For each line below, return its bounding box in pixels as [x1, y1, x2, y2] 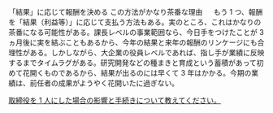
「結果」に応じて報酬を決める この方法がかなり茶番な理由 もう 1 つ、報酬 [8, 7, 263, 16]
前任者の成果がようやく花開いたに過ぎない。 [29, 78, 180, 88]
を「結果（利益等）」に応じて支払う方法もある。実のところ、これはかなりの [8, 17, 262, 27]
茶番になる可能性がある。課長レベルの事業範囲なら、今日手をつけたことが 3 [8, 28, 264, 37]
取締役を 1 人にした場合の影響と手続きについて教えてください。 [8, 96, 222, 105]
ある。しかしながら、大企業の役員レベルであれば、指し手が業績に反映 [29, 48, 265, 57]
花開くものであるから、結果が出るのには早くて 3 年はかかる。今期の [22, 68, 252, 77]
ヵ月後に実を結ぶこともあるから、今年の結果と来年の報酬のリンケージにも [8, 37, 258, 47]
